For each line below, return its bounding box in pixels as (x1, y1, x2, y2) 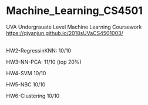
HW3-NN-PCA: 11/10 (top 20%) (6, 58, 82, 65)
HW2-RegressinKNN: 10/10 (6, 47, 72, 54)
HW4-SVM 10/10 (6, 69, 46, 76)
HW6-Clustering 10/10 (6, 92, 60, 99)
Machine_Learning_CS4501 (6, 4, 143, 17)
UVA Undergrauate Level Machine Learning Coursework (6, 23, 142, 30)
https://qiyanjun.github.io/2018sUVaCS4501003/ (6, 29, 123, 36)
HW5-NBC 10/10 (6, 80, 46, 88)
